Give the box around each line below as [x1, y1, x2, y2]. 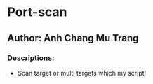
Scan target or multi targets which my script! [17, 69, 147, 77]
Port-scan [7, 4, 68, 20]
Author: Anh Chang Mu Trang [7, 32, 139, 44]
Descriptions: [7, 53, 55, 63]
